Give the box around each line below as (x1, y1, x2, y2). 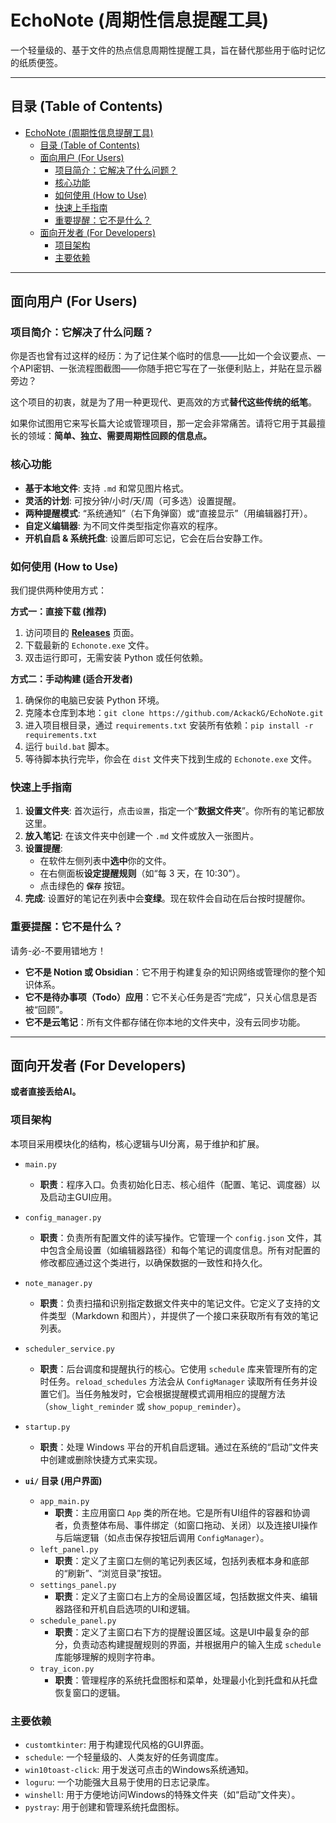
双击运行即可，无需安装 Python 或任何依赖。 (24, 652, 209, 664)
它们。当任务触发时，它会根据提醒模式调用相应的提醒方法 (48, 1387, 286, 1400)
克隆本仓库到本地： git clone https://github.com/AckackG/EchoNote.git (24, 707, 324, 719)
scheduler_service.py (24, 1344, 115, 1354)
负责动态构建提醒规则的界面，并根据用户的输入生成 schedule (72, 1638, 322, 1650)
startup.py (24, 1422, 71, 1432)
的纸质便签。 (10, 56, 63, 68)
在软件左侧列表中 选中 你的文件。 (39, 855, 172, 867)
